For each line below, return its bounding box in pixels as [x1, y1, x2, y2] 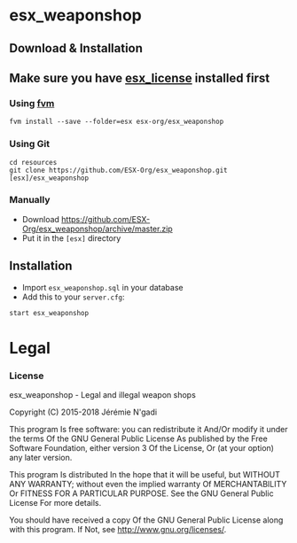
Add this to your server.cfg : [21, 291, 126, 302]
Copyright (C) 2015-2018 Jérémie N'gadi [9, 407, 158, 417]
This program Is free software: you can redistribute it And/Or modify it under [9, 424, 288, 435]
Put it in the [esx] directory [21, 232, 121, 244]
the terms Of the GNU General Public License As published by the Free [9, 433, 268, 444]
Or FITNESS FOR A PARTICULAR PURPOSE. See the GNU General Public [9, 488, 274, 499]
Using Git [9, 138, 51, 151]
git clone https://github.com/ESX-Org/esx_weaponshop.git [9, 166, 228, 175]
